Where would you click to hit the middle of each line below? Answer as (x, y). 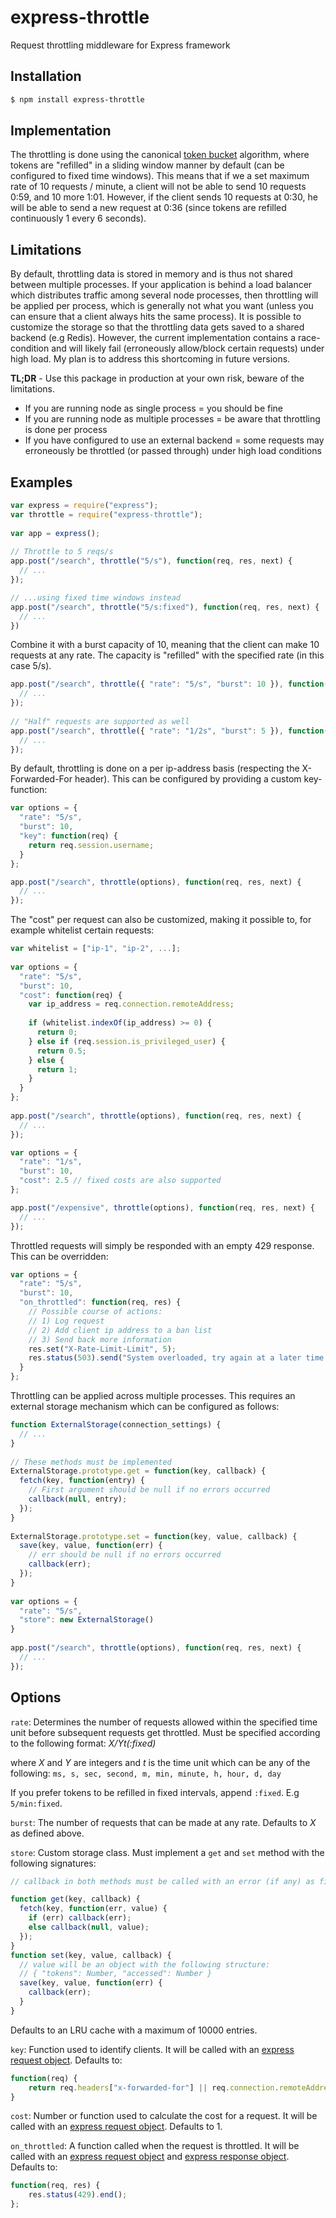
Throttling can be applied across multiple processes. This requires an (153, 1396)
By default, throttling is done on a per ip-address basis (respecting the (155, 768)
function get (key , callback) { (75, 1899)
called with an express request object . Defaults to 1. (116, 2127)
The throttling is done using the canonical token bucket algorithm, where (160, 155)
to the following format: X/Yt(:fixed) (83, 1743)
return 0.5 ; (61, 1051)
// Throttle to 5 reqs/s (62, 552)
